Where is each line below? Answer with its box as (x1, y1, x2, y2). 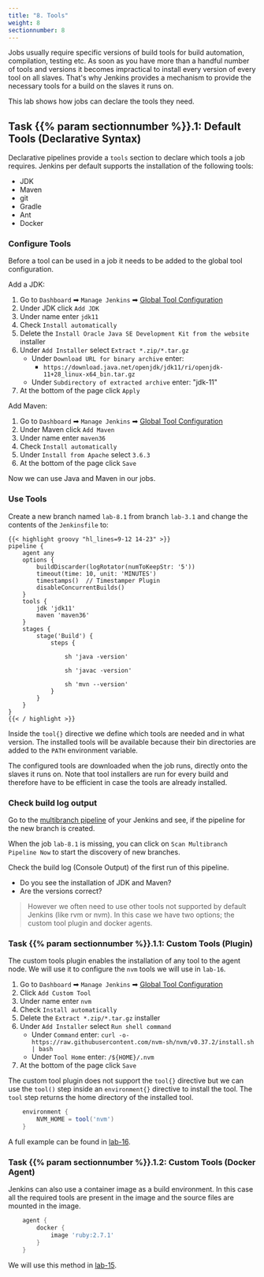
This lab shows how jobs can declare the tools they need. (8, 96, 195, 107)
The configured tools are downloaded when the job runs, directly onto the (8, 761, 248, 770)
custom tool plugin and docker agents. (27, 918, 153, 928)
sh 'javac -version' (64, 667, 132, 674)
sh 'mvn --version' (64, 680, 128, 688)
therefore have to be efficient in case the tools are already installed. (8, 777, 228, 787)
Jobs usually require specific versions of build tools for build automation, (8, 48, 245, 58)
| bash (31, 1046, 54, 1054)
